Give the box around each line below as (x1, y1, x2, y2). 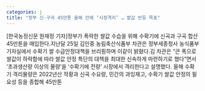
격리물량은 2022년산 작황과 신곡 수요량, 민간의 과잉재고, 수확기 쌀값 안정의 (12, 70, 191, 78)
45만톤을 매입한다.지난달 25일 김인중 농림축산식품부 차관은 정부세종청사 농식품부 (6, 40, 199, 47)
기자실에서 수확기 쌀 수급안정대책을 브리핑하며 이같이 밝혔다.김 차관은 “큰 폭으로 (6, 47, 197, 55)
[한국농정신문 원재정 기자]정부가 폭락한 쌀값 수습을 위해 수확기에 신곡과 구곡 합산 (6, 32, 198, 40)
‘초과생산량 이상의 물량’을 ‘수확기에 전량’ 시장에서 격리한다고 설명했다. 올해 (6, 62, 184, 70)
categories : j (6, 9, 43, 15)
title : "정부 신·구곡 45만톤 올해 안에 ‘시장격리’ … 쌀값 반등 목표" (6, 15, 160, 21)
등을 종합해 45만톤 (17, 78, 62, 86)
